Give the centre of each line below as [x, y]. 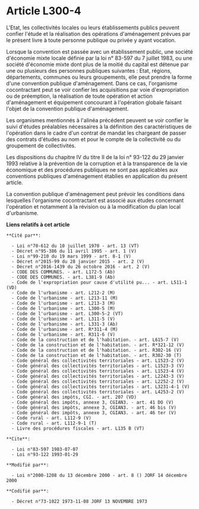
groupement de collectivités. [41, 145]
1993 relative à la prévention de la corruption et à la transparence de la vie [97, 163]
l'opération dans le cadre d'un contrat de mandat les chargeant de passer [96, 133]
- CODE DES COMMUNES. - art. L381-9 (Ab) [64, 277]
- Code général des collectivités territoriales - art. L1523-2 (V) [98, 361]
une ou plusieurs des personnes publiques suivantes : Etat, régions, [89, 70]
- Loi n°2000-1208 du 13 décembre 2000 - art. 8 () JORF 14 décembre [99, 475]
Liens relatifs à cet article [38, 224]
